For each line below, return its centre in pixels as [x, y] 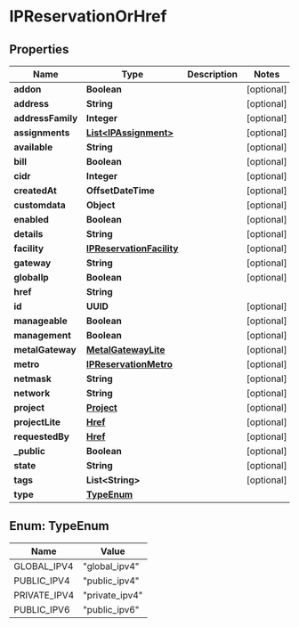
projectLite [37, 422]
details [28, 234]
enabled [31, 220]
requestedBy [41, 436]
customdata [40, 205]
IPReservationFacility [132, 248]
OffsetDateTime [121, 191]
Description [212, 74]
